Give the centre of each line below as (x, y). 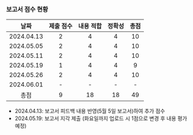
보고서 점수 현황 (27, 9)
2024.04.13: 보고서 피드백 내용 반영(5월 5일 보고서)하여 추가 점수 (90, 111)
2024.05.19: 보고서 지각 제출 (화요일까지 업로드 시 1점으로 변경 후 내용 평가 (101, 118)
